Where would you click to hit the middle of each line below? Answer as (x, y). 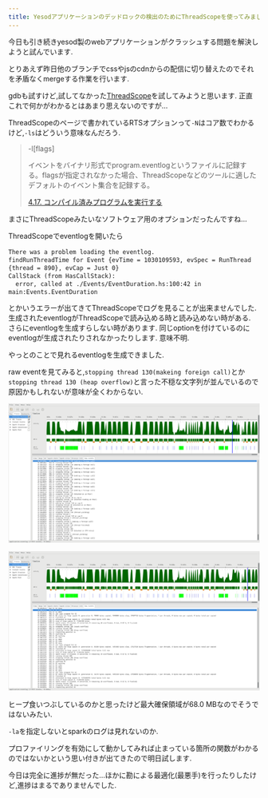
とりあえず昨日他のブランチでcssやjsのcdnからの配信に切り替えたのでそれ (131, 69)
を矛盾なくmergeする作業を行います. (69, 78)
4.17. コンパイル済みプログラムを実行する (95, 202)
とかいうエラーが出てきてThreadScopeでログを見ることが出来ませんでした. (132, 308)
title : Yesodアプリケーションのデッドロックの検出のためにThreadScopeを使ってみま (132, 17)
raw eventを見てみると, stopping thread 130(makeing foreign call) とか (127, 371)
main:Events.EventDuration (53, 292)
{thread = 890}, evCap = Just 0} (64, 268)
